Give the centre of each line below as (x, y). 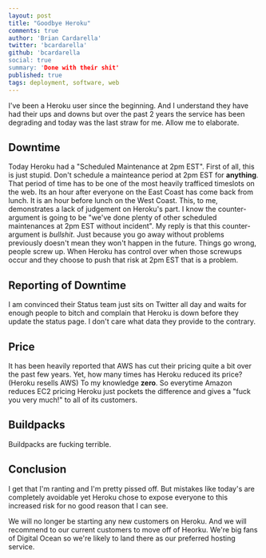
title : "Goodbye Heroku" (50, 23)
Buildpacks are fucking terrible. (60, 444)
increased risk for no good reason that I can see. (88, 505)
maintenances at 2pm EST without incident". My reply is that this (115, 226)
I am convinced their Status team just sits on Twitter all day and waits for (127, 305)
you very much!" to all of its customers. (73, 400)
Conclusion (38, 470)
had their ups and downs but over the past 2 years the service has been (127, 114)
